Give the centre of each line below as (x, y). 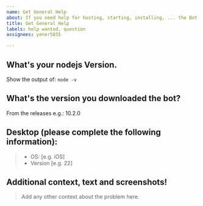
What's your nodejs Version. (62, 65)
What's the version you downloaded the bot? (94, 98)
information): (32, 142)
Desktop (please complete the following (84, 133)
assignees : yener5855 (34, 35)
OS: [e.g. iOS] (48, 157)
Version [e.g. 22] (52, 163)
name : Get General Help (37, 12)
